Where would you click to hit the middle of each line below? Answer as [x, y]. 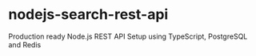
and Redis [25, 44]
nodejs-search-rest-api [88, 15]
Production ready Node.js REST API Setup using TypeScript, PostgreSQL [128, 36]
